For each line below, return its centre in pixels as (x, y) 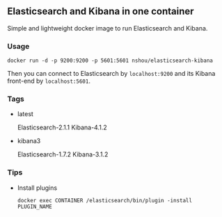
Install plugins (37, 188)
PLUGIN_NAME (34, 207)
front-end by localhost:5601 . (49, 81)
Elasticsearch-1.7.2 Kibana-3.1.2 (63, 154)
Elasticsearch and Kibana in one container (101, 11)
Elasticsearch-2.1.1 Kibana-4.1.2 (62, 127)
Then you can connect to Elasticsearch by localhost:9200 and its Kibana (111, 74)
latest (25, 114)
